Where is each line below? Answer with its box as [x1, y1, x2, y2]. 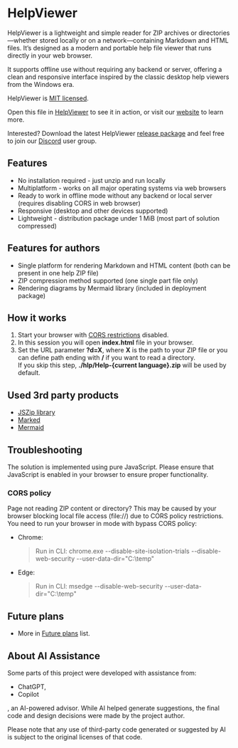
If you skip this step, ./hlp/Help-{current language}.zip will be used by [17, 361, 227, 369]
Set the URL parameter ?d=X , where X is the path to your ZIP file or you [17, 346, 228, 354]
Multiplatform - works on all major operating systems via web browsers [17, 184, 227, 192]
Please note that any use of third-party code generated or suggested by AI [7, 725, 226, 734]
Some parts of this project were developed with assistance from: [7, 668, 197, 677]
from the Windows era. [7, 80, 75, 88]
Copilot [17, 690, 39, 698]
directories [198, 28, 230, 37]
